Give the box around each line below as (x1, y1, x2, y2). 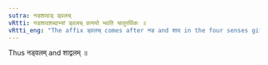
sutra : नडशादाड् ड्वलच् (8, 11, 72, 20)
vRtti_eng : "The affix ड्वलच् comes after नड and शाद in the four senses (8, 26, 249, 34)
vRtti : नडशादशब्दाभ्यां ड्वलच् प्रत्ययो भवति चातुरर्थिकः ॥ (8, 19, 147, 27)
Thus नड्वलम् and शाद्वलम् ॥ (8, 48, 88, 58)
